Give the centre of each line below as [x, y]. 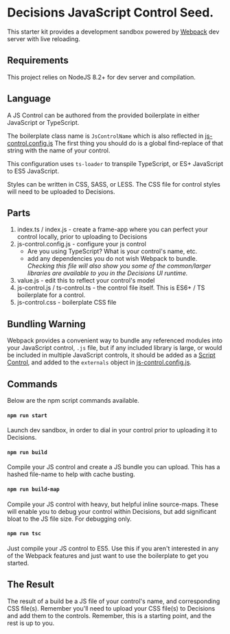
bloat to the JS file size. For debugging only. [69, 519]
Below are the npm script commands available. [73, 400]
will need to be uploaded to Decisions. [61, 191]
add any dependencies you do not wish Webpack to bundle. [112, 259]
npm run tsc [24, 534]
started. [18, 563]
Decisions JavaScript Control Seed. [111, 13]
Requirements [38, 61]
